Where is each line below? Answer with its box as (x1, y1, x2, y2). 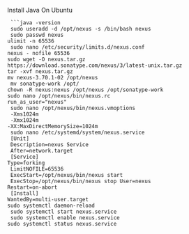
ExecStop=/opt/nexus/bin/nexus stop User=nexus (10, 178, 151, 185)
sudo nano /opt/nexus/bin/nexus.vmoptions (10, 104, 136, 111)
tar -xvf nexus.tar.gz (7, 68, 73, 75)
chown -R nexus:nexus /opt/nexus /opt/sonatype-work (7, 86, 164, 93)
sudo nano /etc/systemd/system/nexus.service (10, 129, 145, 136)
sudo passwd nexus (10, 31, 64, 38)
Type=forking (7, 159, 45, 166)
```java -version (10, 19, 61, 26)
